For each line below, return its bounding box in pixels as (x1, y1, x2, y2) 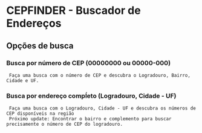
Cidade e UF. (6, 77, 39, 83)
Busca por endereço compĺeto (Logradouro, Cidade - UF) (6, 91, 177, 100)
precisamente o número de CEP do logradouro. (6, 122, 123, 128)
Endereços (6, 16, 62, 30)
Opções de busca (6, 41, 74, 51)
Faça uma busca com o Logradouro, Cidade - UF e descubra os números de (8, 105, 197, 112)
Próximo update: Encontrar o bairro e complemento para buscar (8, 116, 172, 122)
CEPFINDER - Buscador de (6, 4, 141, 18)
